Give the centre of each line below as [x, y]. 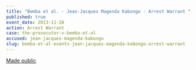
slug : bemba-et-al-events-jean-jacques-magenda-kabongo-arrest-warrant [96, 44]
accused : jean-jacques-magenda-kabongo [55, 38]
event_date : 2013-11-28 [35, 22]
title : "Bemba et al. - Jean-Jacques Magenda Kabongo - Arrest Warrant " [99, 11]
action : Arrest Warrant [35, 28]
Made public [21, 60]
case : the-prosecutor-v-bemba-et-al [51, 33]
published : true [26, 17]
